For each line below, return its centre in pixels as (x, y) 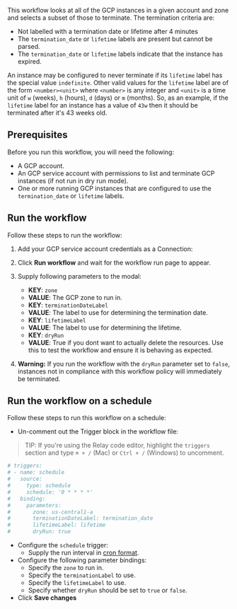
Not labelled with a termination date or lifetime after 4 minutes (108, 31)
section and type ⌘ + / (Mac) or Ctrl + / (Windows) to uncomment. (124, 453)
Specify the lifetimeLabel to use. (77, 583)
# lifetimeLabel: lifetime (57, 525)
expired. (30, 62)
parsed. (29, 46)
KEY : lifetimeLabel (57, 320)
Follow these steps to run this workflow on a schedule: (87, 418)
